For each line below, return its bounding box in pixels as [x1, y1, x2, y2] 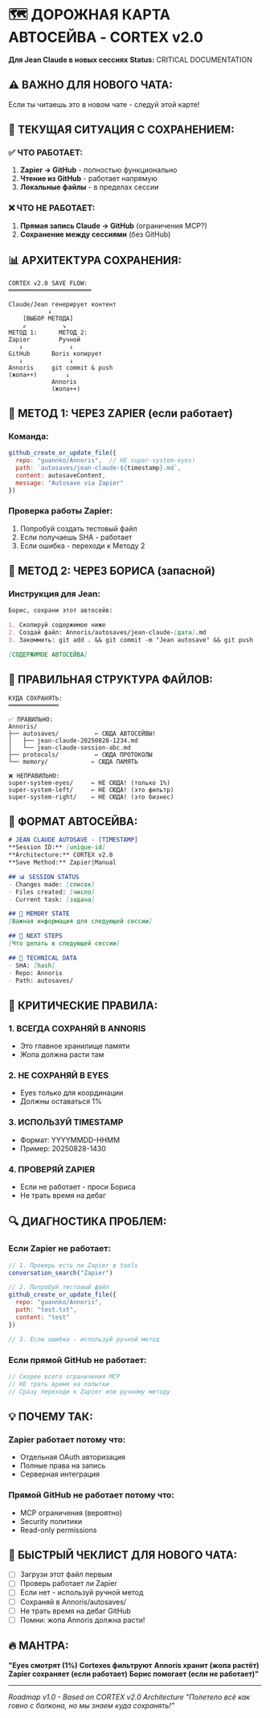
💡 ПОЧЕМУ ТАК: [8, 1410, 94, 1423]
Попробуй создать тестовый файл [19, 523, 137, 533]
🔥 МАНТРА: [8, 1639, 69, 1653]
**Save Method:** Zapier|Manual [8, 858, 117, 867]
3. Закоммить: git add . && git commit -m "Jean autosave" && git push [8, 636, 253, 644]
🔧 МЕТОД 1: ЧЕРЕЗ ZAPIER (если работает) [8, 407, 233, 420]
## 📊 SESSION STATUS [8, 873, 80, 881]
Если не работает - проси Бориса [19, 1182, 137, 1191]
